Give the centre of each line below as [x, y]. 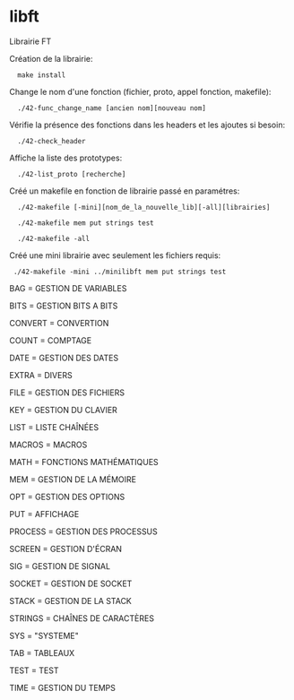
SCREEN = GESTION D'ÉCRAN [66, 549]
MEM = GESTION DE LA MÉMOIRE [73, 479]
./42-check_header [52, 141]
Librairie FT [30, 41]
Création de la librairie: [51, 58]
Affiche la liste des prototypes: [66, 158]
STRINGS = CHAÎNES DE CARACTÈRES [82, 618]
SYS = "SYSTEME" [44, 635]
